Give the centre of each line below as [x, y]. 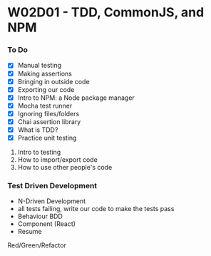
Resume [30, 232]
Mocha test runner [45, 106]
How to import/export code [57, 160]
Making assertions [45, 73]
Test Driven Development [52, 186]
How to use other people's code [65, 168]
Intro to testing [39, 152]
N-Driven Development [52, 201]
